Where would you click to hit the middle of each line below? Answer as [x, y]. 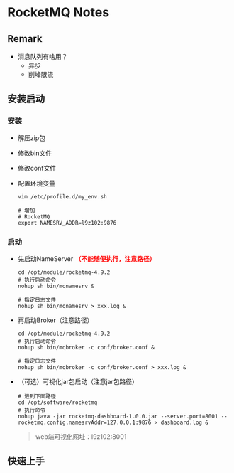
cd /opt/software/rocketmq [57, 403]
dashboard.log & [185, 422]
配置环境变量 [36, 183]
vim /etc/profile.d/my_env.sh [62, 196]
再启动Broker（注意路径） [55, 320]
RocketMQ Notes [58, 12]
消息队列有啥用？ [43, 57]
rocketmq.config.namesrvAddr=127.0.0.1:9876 [84, 422]
